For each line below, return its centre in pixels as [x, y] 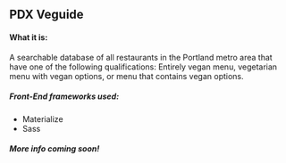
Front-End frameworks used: [64, 96]
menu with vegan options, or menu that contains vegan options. [126, 76]
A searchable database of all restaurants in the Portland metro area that [141, 57]
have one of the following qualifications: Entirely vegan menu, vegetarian [143, 67]
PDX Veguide [46, 15]
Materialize [43, 118]
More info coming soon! [55, 149]
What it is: [29, 37]
